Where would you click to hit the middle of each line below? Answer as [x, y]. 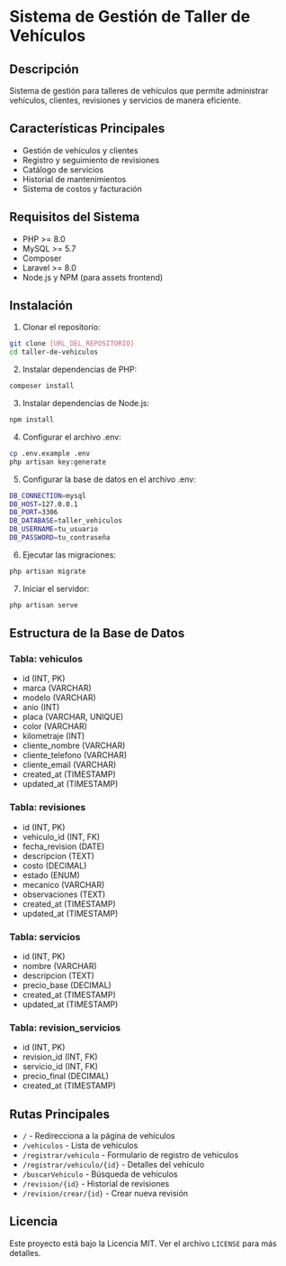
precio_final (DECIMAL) [66, 1077]
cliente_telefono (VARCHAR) [75, 755]
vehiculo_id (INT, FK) [61, 836]
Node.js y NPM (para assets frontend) [93, 277]
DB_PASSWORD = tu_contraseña [60, 538]
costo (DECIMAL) [54, 865]
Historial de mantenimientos [74, 179]
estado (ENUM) [51, 875]
